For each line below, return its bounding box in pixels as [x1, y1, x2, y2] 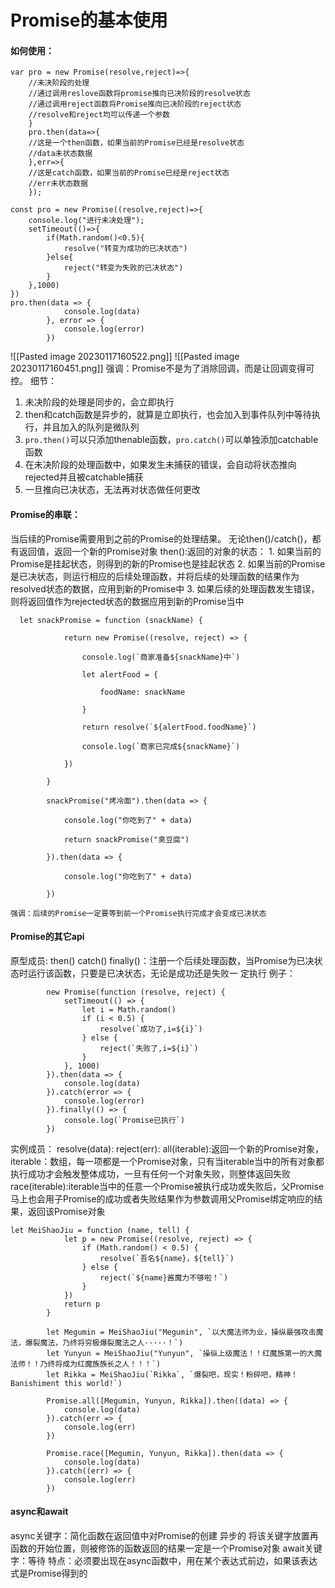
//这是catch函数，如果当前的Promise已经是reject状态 [28, 168, 230, 178]
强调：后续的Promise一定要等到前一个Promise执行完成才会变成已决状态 [10, 908, 267, 918]
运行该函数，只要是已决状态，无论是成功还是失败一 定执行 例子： [27, 967, 296, 979]
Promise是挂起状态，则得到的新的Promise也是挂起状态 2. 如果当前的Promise [10, 557, 326, 570]
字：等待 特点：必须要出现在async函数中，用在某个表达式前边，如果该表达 [10, 1555, 318, 1566]
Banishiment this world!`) [10, 1378, 123, 1388]
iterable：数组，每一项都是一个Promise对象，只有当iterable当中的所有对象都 [10, 1155, 325, 1167]
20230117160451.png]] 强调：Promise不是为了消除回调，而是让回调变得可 [10, 362, 315, 375]
